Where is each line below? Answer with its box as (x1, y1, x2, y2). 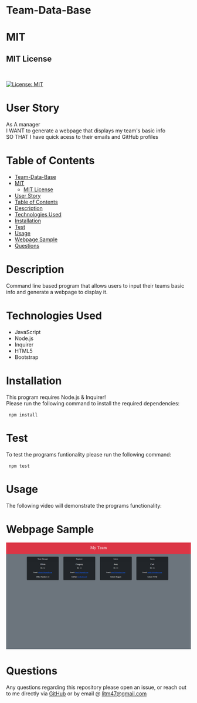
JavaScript (14, 328, 41, 335)
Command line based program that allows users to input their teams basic (6, 282, 185, 289)
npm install (8, 412, 38, 418)
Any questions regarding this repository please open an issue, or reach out (6, 684, 186, 691)
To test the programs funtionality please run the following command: (6, 451, 172, 458)
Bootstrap (14, 354, 39, 361)
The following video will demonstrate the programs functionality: (6, 502, 162, 509)
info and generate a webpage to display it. (6, 289, 108, 295)
